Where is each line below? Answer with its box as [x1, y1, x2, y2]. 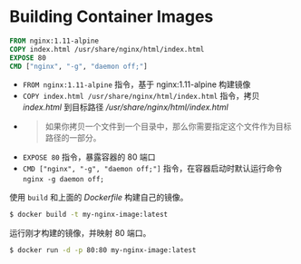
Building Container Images [9, 6, 214, 27]
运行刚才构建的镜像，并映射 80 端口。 [9, 228, 151, 239]
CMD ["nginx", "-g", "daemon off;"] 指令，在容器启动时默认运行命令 [22, 163, 283, 174]
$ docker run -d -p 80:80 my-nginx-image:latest [9, 246, 197, 255]
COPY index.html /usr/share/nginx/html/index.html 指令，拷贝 [22, 91, 260, 102]
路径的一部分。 [44, 132, 102, 143]
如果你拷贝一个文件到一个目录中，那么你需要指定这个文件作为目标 [44, 121, 292, 132]
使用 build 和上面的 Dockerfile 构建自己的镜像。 [9, 192, 189, 203]
